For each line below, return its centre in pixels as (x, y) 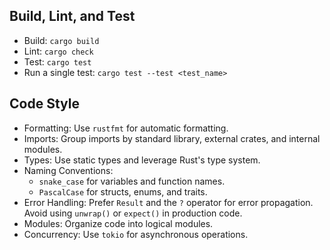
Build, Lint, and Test (72, 16)
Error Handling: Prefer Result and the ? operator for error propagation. (168, 202)
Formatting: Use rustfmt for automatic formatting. (126, 128)
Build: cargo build (61, 40)
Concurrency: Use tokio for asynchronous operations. (136, 234)
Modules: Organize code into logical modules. (118, 223)
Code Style (44, 104)
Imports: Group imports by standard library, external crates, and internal (172, 138)
